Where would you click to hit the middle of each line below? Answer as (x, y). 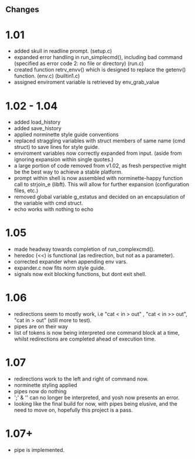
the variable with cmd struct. (48, 203)
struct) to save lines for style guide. (57, 147)
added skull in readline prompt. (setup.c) (63, 51)
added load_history (37, 122)
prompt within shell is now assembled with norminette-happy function (98, 178)
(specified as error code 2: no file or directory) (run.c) (79, 63)
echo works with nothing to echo (54, 209)
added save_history (38, 128)
